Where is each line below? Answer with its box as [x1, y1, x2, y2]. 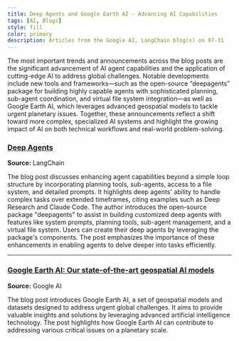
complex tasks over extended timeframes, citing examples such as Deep [7, 195, 221, 204]
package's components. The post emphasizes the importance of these [7, 233, 215, 242]
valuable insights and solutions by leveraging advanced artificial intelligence [7, 310, 230, 319]
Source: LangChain [7, 158, 65, 168]
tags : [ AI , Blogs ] [7, 17, 62, 24]
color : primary [7, 30, 53, 38]
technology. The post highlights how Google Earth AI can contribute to [7, 318, 213, 327]
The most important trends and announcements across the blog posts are [7, 56, 223, 65]
